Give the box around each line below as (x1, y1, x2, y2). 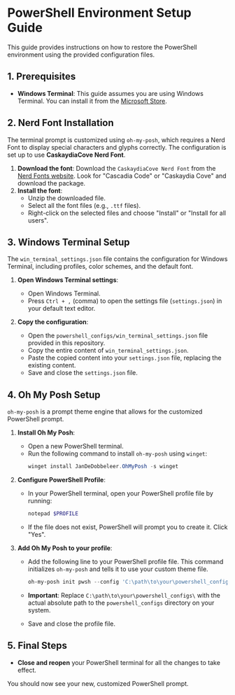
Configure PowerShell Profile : (17, 476, 106, 484)
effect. (17, 666, 37, 674)
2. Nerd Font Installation (7, 117, 114, 129)
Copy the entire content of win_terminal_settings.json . (27, 346, 189, 355)
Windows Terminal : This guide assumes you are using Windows (17, 89, 204, 97)
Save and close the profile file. (27, 619, 116, 628)
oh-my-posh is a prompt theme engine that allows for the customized (7, 407, 203, 416)
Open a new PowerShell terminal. (27, 442, 124, 451)
